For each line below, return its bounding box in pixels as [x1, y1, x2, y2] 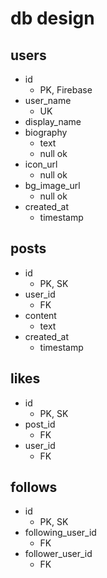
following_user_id [24, 527, 97, 539]
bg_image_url [24, 180, 81, 191]
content [24, 309, 57, 321]
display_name [24, 116, 82, 127]
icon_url [24, 158, 58, 170]
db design [10, 7, 95, 30]
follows [10, 479, 58, 496]
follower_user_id [24, 548, 93, 560]
